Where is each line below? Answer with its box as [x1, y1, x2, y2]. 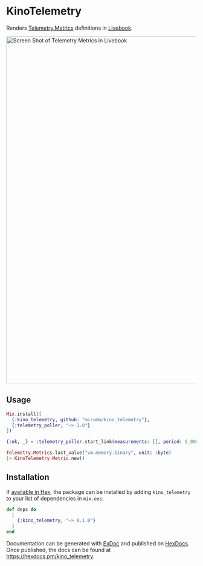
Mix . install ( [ [6, 411, 42, 417]
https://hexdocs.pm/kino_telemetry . [6, 553, 95, 560]
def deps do [6, 506, 36, 513]
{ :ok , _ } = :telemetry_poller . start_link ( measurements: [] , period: [6, 439, 182, 445]
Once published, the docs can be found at [6, 547, 111, 554]
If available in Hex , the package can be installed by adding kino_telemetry [6, 488, 191, 495]
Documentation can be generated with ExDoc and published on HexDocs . [6, 540, 190, 547]
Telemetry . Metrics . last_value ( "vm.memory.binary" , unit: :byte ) [6, 450, 172, 456]
